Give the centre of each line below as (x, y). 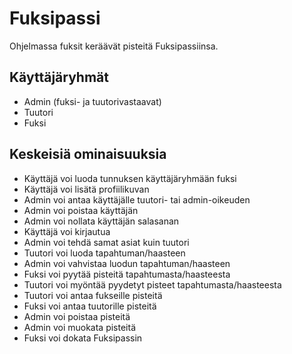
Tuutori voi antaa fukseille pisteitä (93, 295)
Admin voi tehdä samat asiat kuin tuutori (106, 242)
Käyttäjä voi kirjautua (67, 231)
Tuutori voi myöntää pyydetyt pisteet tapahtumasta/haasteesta (152, 284)
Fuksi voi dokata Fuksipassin (83, 338)
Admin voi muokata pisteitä (79, 327)
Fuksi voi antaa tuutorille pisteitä (90, 306)
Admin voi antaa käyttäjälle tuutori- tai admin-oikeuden (137, 199)
